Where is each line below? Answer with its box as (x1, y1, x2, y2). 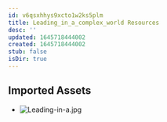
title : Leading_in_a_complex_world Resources (8, 19, 159, 27)
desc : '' (8, 26, 37, 34)
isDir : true (8, 56, 47, 63)
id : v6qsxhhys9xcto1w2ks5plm (8, 11, 103, 20)
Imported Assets (8, 84, 92, 98)
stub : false (8, 48, 47, 56)
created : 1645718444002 (8, 41, 86, 48)
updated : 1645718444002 (8, 33, 86, 41)
